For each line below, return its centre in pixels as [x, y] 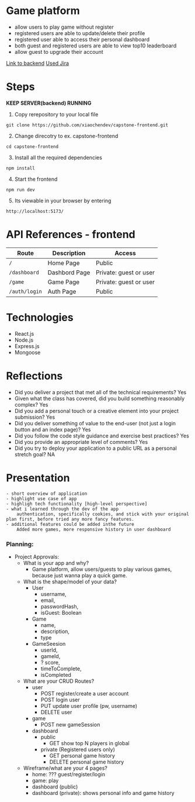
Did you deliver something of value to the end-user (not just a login [95, 423]
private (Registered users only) [78, 749]
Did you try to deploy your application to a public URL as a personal [95, 448]
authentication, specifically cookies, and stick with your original [103, 514]
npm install [20, 168]
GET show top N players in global [89, 743]
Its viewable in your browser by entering [63, 201]
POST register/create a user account [85, 693]
